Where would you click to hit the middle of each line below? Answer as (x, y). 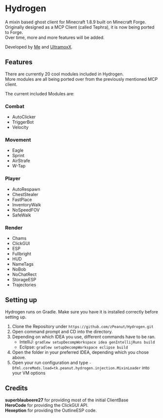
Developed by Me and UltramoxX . (39, 47)
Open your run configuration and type (50, 363)
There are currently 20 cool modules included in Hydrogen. (64, 74)
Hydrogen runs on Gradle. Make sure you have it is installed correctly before (81, 311)
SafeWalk (21, 215)
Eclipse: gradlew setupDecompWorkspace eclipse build (73, 347)
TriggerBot (23, 122)
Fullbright (22, 254)
